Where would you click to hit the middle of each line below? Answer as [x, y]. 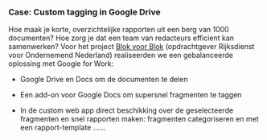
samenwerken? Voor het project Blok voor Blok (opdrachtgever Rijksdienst [131, 47]
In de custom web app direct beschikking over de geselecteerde [127, 110]
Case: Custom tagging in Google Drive [84, 12]
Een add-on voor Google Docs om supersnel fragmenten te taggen [131, 95]
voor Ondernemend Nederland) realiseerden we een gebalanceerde [121, 56]
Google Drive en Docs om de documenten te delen [104, 80]
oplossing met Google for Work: [61, 64]
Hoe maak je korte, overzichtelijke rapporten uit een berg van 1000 [119, 30]
